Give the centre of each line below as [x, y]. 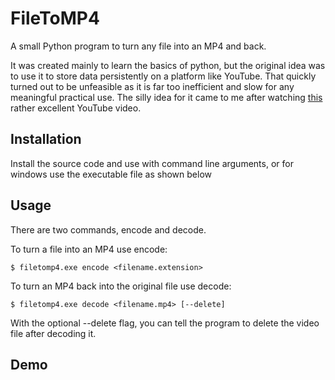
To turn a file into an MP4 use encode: [89, 249]
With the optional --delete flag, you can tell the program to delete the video [165, 323]
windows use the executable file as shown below [111, 174]
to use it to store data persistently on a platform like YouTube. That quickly [163, 76]
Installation [46, 139]
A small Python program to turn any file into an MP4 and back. [138, 46]
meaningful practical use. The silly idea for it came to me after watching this [166, 97]
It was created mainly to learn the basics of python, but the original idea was [168, 65]
